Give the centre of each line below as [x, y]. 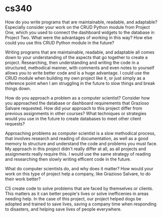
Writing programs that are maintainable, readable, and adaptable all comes [80, 52]
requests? [15, 124]
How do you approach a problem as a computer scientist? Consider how [77, 98]
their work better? [23, 179]
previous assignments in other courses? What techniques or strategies [76, 113]
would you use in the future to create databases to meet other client [73, 118]
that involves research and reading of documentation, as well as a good [77, 138]
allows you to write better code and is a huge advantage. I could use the [77, 73]
